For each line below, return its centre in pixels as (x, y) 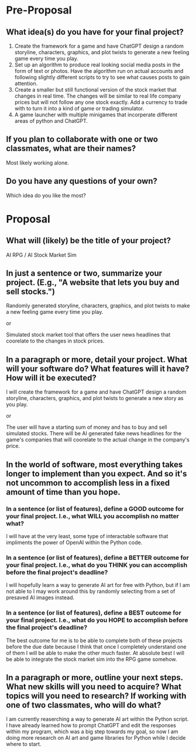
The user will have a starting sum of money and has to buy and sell (87, 427)
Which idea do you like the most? (46, 195)
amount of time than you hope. (63, 492)
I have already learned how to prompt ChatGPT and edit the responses (91, 726)
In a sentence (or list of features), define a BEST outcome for (94, 613)
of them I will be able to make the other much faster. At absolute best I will (95, 653)
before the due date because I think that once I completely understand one (96, 646)
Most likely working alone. (37, 163)
